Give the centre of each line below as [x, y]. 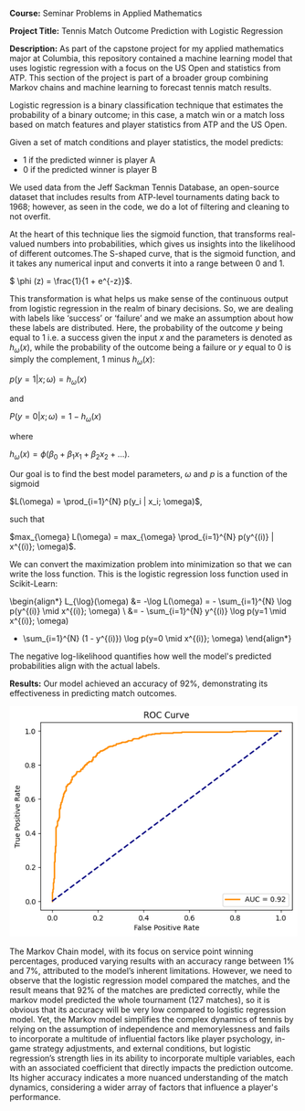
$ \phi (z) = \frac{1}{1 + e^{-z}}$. [71, 281]
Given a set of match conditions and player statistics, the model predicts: [147, 142]
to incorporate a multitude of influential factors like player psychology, [141, 1039]
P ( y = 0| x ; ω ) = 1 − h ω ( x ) [56, 418]
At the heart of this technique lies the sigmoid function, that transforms [143, 234]
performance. [35, 1097]
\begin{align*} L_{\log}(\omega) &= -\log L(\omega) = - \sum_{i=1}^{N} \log [151, 601]
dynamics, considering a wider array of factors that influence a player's [144, 1087]
